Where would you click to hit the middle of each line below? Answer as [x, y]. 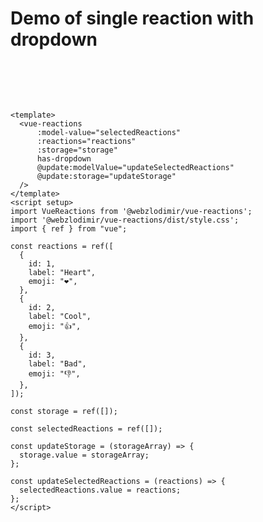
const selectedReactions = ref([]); [86, 428]
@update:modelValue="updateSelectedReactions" [135, 167]
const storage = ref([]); [64, 411]
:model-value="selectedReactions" [109, 132]
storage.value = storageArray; [84, 455]
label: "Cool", [60, 316]
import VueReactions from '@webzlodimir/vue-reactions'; [131, 211]
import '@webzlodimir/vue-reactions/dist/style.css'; [125, 220]
